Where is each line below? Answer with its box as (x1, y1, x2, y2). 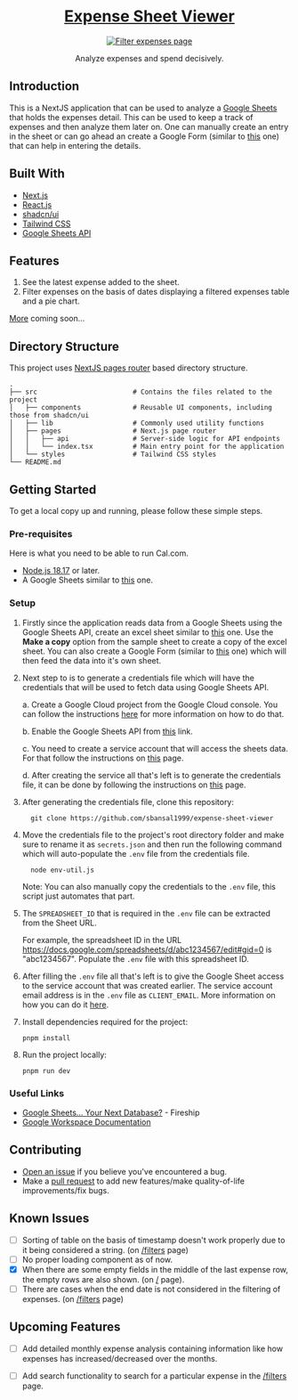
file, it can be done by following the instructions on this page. (21, 779, 246, 790)
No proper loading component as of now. (21, 1254, 173, 1265)
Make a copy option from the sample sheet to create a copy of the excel (21, 636, 287, 647)
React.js (21, 199, 52, 210)
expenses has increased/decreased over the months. (21, 1353, 218, 1363)
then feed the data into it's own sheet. (21, 655, 162, 665)
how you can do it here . (21, 999, 109, 1010)
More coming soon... (9, 313, 85, 324)
